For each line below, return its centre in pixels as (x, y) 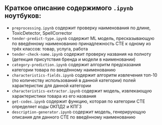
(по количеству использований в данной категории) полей (74, 80)
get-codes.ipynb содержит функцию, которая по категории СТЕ (78, 101)
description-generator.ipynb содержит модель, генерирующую (79, 112)
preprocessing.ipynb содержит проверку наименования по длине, (81, 28)
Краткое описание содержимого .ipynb (69, 8)
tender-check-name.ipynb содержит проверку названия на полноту (81, 54)
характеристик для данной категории (51, 85)
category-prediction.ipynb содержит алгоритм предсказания (76, 64)
